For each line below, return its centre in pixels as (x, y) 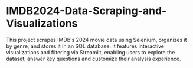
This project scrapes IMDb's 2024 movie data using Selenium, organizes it (97, 40)
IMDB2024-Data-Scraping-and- (86, 11)
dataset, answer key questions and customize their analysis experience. (94, 59)
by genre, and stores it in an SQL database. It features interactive (85, 46)
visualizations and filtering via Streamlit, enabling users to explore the (91, 52)
